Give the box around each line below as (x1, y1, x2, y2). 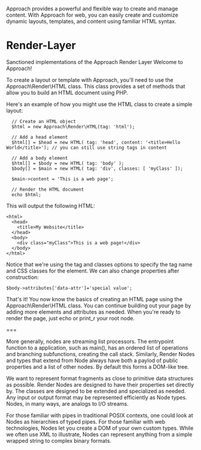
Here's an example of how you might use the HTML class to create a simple (6, 100, 193, 108)
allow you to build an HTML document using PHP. (6, 89, 129, 96)
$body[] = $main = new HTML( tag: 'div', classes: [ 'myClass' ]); (11, 166, 184, 172)
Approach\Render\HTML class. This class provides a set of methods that (6, 82, 185, 90)
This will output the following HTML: (6, 202, 95, 209)
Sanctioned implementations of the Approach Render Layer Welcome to (6, 58, 184, 65)
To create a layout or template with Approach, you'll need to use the (6, 76, 173, 83)
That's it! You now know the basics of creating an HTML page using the (6, 295, 182, 302)
